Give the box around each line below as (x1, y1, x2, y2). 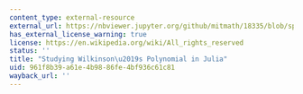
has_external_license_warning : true (9, 30, 147, 38)
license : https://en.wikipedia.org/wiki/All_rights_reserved (9, 38, 244, 47)
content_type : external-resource (9, 13, 135, 22)
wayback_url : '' (9, 72, 70, 81)
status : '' (9, 47, 50, 56)
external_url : (9, 21, 63, 30)
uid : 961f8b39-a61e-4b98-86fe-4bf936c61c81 (9, 64, 176, 73)
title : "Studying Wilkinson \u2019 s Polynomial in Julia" (9, 55, 228, 64)
